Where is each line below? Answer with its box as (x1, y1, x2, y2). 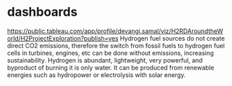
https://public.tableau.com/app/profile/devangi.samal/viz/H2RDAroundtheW (7, 27, 223, 35)
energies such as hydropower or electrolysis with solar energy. (7, 70, 186, 79)
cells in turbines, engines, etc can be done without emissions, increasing (7, 49, 214, 57)
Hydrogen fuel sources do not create (119, 34, 225, 42)
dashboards (7, 4, 78, 20)
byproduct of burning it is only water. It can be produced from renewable (7, 63, 215, 72)
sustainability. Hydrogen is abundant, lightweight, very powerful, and (7, 56, 203, 64)
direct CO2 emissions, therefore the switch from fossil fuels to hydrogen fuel (7, 41, 225, 50)
